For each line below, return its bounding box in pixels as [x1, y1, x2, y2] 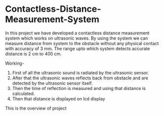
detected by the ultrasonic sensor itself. [12, 80, 93, 86]
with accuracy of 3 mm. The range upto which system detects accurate [5, 46, 150, 51]
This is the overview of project [5, 105, 67, 111]
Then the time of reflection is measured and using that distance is [12, 85, 146, 91]
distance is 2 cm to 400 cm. [5, 50, 62, 57]
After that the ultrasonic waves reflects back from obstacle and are [12, 75, 149, 81]
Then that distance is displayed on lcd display [12, 95, 105, 101]
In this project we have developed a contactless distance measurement [5, 30, 150, 36]
